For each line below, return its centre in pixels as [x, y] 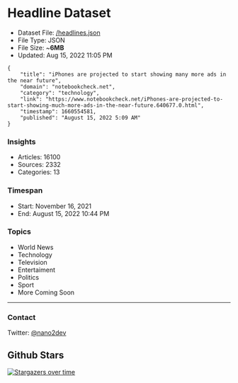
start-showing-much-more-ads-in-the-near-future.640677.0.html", [106, 105]
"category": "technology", [60, 93]
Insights [22, 142]
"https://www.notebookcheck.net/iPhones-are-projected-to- [134, 99]
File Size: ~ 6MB [41, 47]
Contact [22, 317]
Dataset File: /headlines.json [59, 33]
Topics [19, 231]
